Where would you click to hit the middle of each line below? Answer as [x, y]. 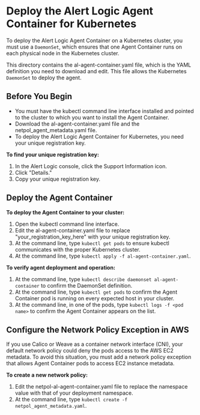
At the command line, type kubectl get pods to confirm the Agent [96, 292]
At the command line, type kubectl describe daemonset [83, 279]
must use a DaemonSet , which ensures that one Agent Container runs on [94, 47]
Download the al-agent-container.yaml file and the [77, 124]
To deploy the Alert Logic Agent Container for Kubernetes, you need [99, 136]
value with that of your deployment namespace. [74, 393]
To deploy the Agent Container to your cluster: [65, 212]
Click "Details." [33, 172]
